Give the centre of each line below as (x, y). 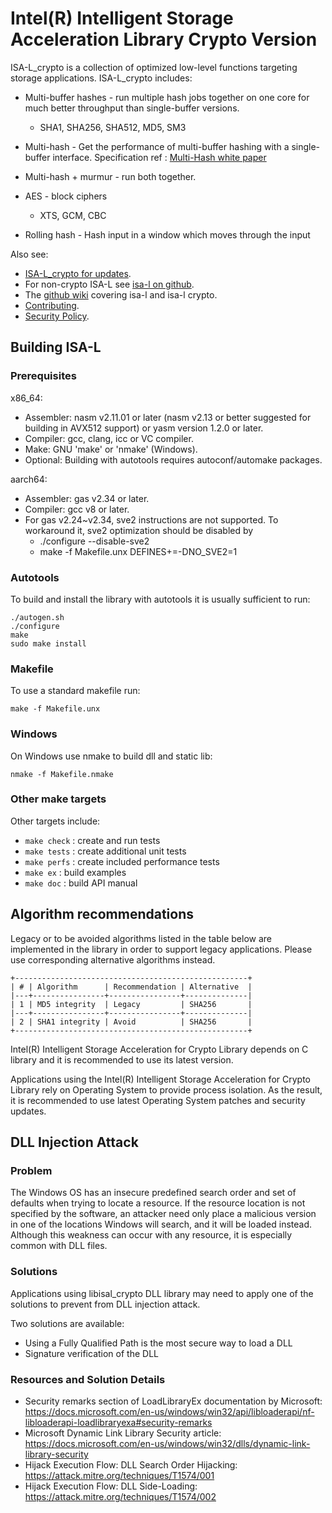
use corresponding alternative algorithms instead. (113, 959)
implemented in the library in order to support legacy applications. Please (161, 949)
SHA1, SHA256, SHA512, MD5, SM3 (113, 127)
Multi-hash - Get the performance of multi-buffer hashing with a (157, 146)
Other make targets (58, 799)
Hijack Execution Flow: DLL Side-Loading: (111, 1486)
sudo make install (48, 643)
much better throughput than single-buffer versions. (132, 108)
